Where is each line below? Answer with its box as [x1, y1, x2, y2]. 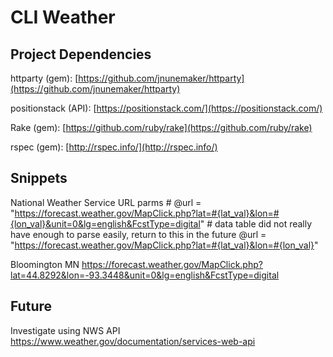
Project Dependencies [10, 46, 152, 63]
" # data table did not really [199, 217, 313, 230]
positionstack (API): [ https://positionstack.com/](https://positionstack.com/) [10, 102, 323, 114]
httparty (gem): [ [10, 72, 79, 84]
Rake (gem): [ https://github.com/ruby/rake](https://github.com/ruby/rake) [10, 122, 313, 133]
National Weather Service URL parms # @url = [10, 196, 202, 208]
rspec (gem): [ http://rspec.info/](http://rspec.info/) [10, 141, 218, 153]
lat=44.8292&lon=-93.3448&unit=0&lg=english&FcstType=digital [10, 269, 280, 281]
